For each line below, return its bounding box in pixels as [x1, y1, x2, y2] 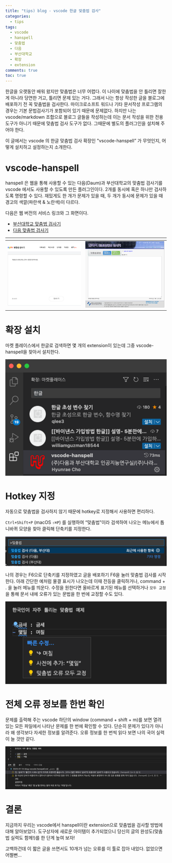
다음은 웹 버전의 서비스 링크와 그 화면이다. [5, 210, 89, 216]
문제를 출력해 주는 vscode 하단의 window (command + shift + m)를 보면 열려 [5, 717, 162, 723]
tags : [5, 25, 17, 30]
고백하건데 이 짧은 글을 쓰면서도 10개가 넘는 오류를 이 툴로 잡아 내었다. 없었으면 [5, 846, 163, 852]
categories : [5, 13, 31, 19]
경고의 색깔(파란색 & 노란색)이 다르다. [5, 199, 80, 205]
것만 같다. [16, 736, 36, 742]
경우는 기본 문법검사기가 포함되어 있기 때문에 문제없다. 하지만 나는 [5, 107, 137, 114]
